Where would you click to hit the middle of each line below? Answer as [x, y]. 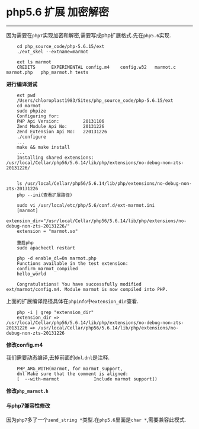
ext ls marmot [34, 62]
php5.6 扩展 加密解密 [58, 12]
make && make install [43, 147]
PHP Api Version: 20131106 [61, 121]
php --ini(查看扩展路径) [45, 195]
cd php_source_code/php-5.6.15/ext [61, 46]
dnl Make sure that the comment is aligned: [73, 374]
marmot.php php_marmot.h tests [47, 72]
